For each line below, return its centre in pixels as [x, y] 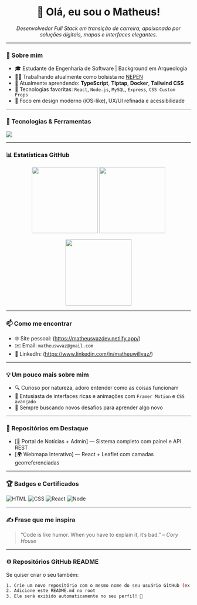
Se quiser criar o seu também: [43, 574]
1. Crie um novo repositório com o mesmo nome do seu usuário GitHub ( [95, 585]
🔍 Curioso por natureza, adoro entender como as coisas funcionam [96, 388]
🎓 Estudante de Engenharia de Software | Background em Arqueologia [101, 68]
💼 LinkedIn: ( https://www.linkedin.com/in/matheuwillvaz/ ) [84, 354]
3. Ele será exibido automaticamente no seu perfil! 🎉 [74, 596]
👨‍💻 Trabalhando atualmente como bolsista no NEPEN [79, 77]
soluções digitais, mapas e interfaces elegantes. [98, 34]
